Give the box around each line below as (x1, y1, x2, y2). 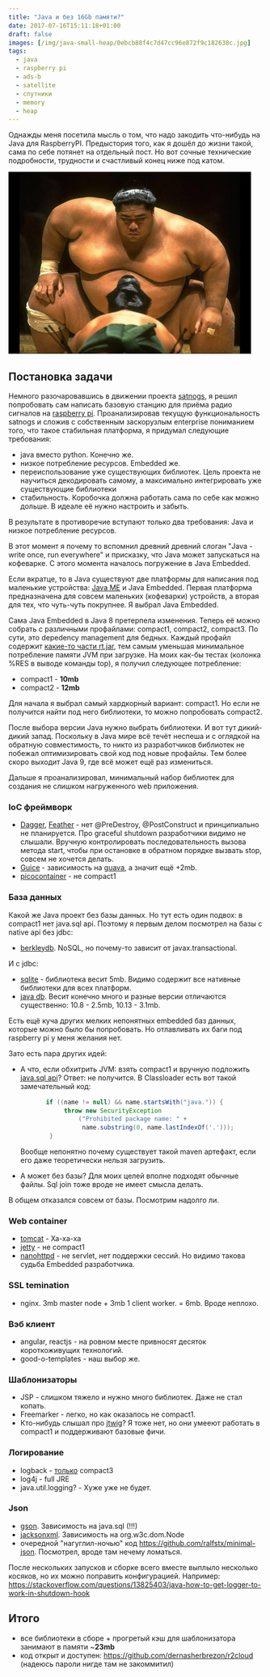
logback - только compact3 (19, 1465, 114, 1475)
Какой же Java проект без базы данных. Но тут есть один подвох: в (8, 910, 243, 919)
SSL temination (8, 1280, 70, 1291)
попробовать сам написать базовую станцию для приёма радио (8, 400, 233, 410)
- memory (15, 98, 45, 107)
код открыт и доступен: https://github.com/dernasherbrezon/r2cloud (19, 1650, 254, 1660)
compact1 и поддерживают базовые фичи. (19, 1427, 167, 1437)
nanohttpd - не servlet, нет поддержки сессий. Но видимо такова (19, 1251, 246, 1261)
